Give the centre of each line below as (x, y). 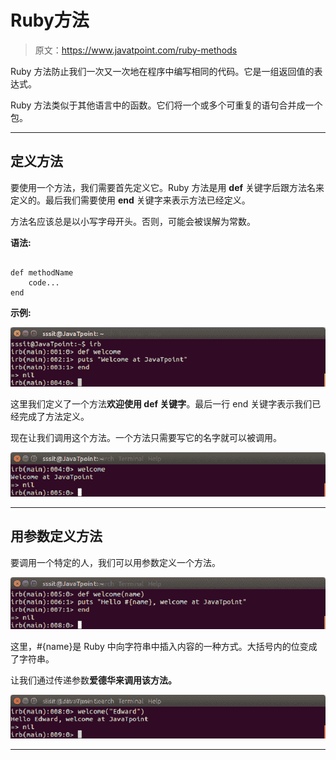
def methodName (42, 272)
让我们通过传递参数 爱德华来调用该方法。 (93, 680)
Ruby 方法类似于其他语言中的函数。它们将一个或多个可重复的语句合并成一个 (166, 105)
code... (44, 282)
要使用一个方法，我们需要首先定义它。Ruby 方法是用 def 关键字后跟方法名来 (167, 187)
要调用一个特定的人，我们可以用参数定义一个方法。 (115, 562)
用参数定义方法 (56, 536)
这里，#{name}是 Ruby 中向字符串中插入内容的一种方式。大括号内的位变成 (164, 646)
